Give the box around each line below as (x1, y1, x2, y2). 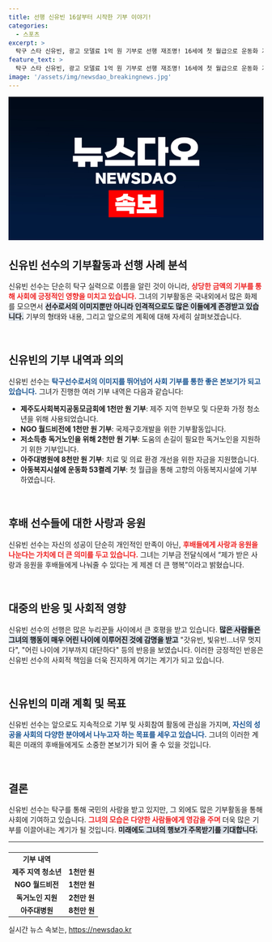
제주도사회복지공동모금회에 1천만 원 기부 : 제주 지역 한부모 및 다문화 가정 (19, 404, 245, 413)
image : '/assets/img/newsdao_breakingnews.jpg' (8, 73, 172, 81)
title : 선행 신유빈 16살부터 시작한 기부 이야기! (8, 13, 152, 21)
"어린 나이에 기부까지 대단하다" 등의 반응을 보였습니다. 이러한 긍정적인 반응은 (21, 644, 264, 654)
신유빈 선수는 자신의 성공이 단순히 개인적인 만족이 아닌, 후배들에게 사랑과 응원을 (8, 539, 258, 549)
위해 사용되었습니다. (35, 413, 99, 423)
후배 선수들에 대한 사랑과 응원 (8, 516, 147, 530)
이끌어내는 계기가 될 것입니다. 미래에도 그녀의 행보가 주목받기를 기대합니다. (23, 825, 258, 835)
